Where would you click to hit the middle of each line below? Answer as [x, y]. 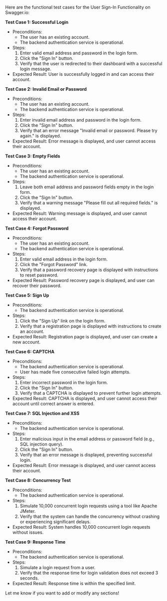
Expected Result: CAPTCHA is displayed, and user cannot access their [85, 398]
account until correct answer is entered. [53, 404]
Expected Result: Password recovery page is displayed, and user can [83, 280]
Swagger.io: [17, 12]
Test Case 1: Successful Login [37, 22]
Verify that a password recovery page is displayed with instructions [89, 270]
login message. [35, 69]
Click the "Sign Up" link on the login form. [63, 321]
